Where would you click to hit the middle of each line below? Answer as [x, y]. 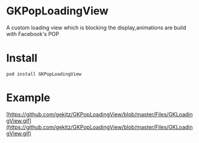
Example [28, 98]
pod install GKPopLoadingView [44, 74]
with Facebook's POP [33, 34]
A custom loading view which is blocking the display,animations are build [96, 28]
